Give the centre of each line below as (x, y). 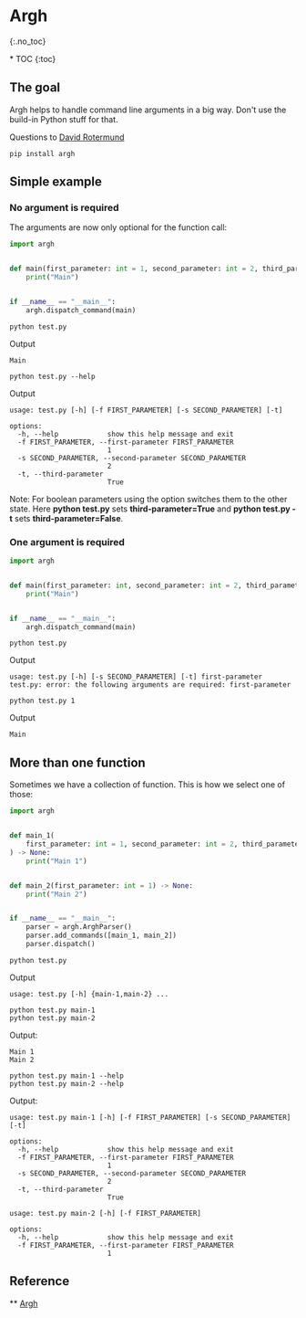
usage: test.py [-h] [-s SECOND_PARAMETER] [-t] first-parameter (136, 677)
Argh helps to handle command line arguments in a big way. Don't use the (148, 110)
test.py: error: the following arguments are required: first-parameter (150, 685)
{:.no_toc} (28, 41)
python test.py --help (52, 376)
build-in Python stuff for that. (64, 119)
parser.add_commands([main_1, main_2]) (102, 936)
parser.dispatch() (61, 944)
